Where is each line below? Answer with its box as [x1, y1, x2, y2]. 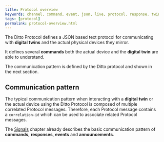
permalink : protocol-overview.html [5, 21, 78, 26]
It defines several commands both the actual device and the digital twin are [5, 49, 159, 55]
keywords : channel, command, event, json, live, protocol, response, [5, 12, 150, 17]
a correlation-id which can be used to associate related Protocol [5, 112, 138, 118]
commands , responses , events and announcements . [5, 132, 115, 138]
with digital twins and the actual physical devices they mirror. [5, 40, 129, 46]
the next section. [5, 69, 39, 75]
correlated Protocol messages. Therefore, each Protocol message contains [5, 106, 156, 113]
